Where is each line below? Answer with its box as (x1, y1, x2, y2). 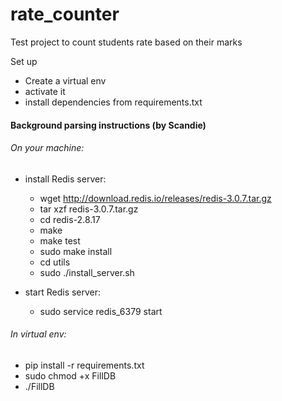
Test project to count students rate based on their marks (10, 36, 243, 48)
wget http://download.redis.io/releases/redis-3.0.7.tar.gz (39, 192, 272, 204)
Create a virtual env (24, 74, 107, 87)
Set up (10, 55, 38, 67)
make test (39, 234, 81, 247)
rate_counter (10, 3, 120, 26)
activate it (24, 85, 66, 97)
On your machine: (10, 142, 85, 154)
